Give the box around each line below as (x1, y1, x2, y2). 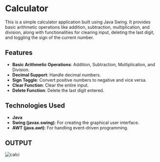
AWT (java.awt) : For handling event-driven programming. (12, 125, 128, 130)
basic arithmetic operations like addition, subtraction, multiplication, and (5, 24, 150, 30)
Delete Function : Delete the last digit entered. (12, 87, 104, 93)
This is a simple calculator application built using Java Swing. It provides (5, 19, 151, 25)
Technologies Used (5, 102, 65, 110)
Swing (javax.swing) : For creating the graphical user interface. (12, 120, 140, 126)
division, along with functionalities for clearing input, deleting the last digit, (5, 29, 155, 35)
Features (5, 49, 33, 57)
